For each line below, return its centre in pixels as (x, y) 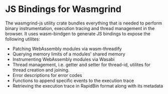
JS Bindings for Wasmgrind (63, 9)
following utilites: (23, 39)
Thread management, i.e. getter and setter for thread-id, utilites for (81, 64)
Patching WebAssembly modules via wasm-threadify (67, 48)
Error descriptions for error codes (47, 75)
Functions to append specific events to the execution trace (73, 80)
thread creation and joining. (41, 70)
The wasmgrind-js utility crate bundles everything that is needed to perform (83, 23)
